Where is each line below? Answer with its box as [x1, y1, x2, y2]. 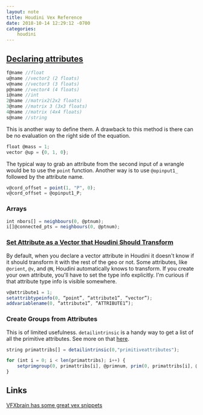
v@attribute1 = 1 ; [6, 289, 53, 295]
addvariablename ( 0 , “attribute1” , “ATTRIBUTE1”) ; [6, 300, 134, 307]
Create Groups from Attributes [6, 315, 98, 323]
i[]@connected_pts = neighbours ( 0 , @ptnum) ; [6, 224, 120, 230]
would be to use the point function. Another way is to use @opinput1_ [6, 167, 178, 174]
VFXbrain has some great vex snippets [6, 401, 103, 408]
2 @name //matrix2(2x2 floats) [6, 98, 83, 104]
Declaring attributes [6, 54, 83, 64]
